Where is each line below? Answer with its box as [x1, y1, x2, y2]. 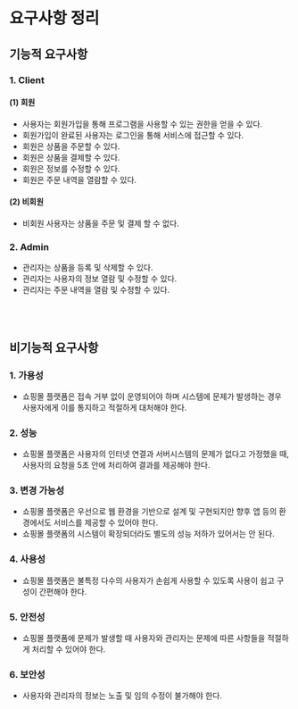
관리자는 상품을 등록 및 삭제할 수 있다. [21, 263, 153, 273]
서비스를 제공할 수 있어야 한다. [53, 517, 159, 528]
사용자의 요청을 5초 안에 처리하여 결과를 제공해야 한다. [21, 460, 211, 471]
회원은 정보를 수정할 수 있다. [21, 163, 120, 174]
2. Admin [9, 240, 49, 253]
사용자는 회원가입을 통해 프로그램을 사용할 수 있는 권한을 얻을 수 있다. [21, 118, 263, 129]
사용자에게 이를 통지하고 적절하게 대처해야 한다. [21, 402, 187, 413]
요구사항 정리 [9, 8, 100, 29]
